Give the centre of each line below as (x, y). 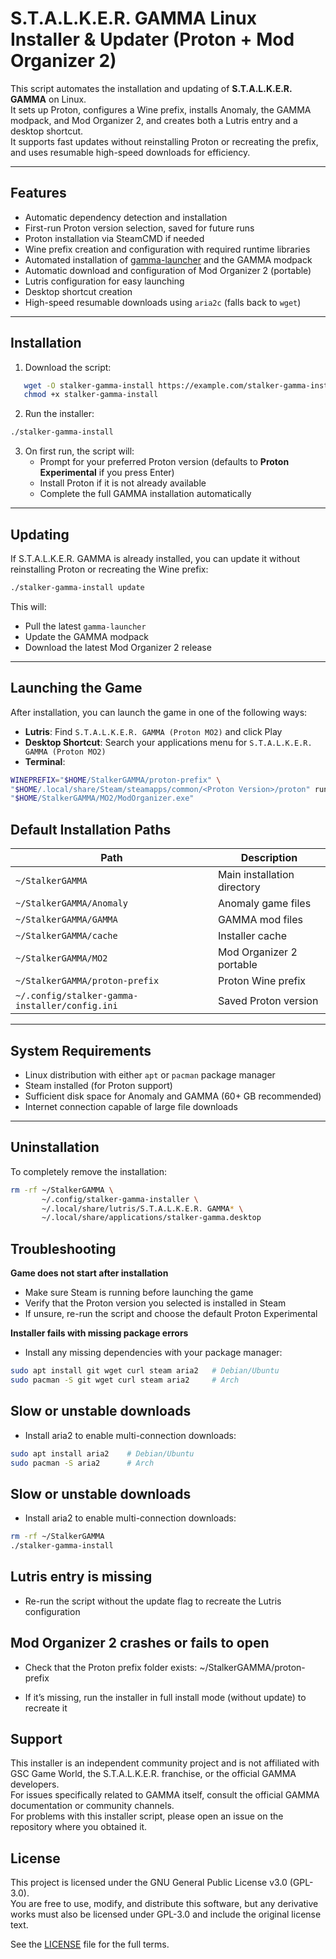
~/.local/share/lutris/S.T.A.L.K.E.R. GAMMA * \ (142, 1208)
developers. (35, 1784)
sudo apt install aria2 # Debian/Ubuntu (102, 1453)
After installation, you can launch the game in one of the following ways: (159, 712)
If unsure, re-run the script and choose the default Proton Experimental (171, 1314)
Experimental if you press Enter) (107, 473)
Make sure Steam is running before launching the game (139, 1293)
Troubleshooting (63, 1248)
